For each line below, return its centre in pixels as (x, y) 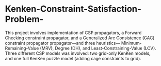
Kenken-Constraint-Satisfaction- (73, 9)
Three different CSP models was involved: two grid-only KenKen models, (78, 53)
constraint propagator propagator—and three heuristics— (63, 43)
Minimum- (131, 43)
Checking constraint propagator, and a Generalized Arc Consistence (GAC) (80, 38)
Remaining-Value (22, 48)
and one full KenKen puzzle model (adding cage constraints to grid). (73, 58)
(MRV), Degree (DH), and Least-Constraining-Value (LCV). (98, 48)
